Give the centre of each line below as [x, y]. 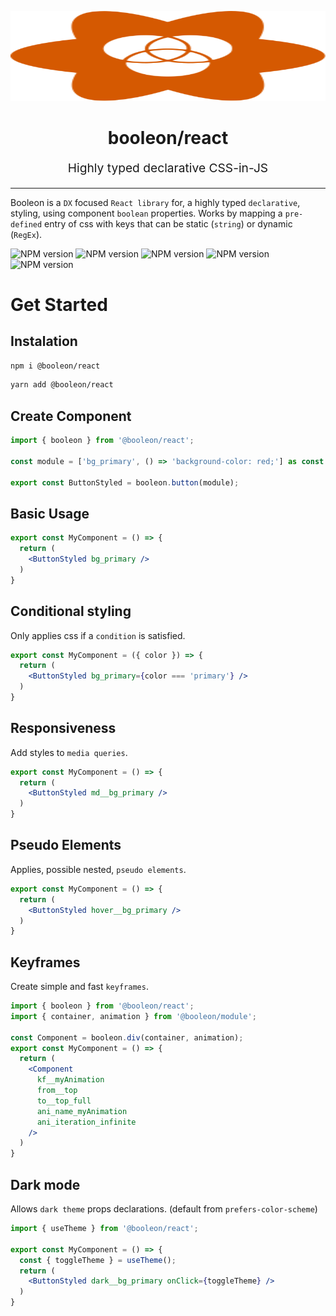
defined [26, 224]
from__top [57, 1091]
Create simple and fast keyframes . [79, 987]
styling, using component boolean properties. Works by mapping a [146, 213]
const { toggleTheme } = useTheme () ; [98, 1260]
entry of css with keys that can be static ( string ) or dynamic [168, 223]
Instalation [44, 341]
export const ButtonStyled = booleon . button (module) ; [125, 482]
